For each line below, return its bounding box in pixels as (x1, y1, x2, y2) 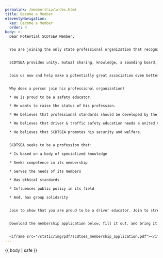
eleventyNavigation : (5, 16, 47, 21)
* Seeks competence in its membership (9, 160, 88, 165)
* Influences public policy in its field (9, 186, 95, 191)
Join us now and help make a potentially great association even (9, 73, 145, 78)
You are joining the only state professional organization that (9, 47, 142, 52)
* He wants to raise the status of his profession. (9, 104, 116, 108)
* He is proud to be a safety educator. (9, 95, 92, 100)
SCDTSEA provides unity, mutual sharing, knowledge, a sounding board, (9, 60, 158, 65)
